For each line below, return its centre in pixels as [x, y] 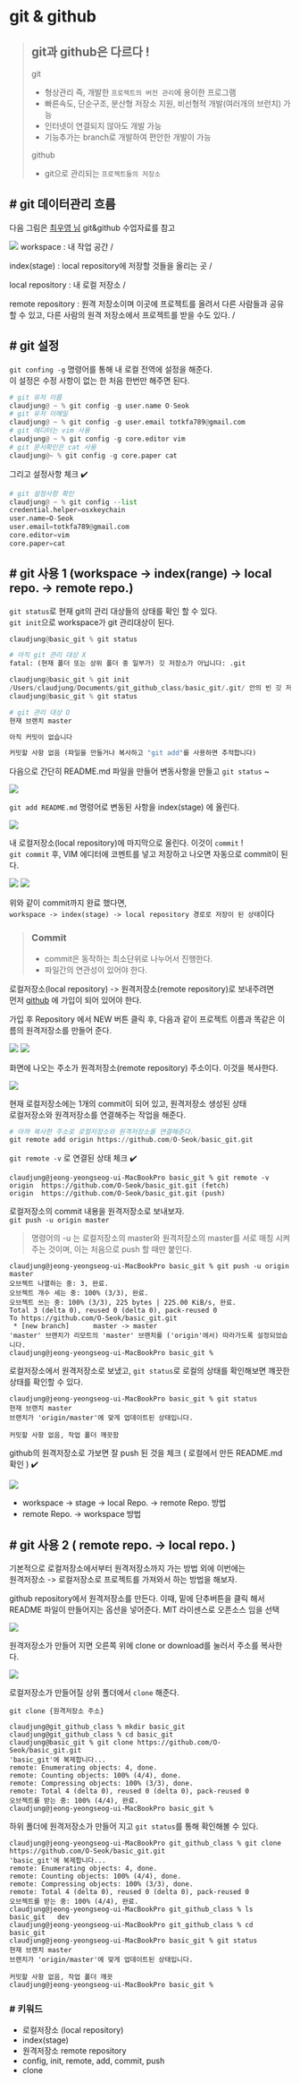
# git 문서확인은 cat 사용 [53, 447]
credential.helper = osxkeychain [67, 510]
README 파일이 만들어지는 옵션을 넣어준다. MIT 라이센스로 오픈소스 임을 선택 [144, 1610]
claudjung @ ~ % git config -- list [74, 502]
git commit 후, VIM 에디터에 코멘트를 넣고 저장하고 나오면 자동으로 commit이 [144, 854]
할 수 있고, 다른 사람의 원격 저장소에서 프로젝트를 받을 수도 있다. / [122, 314]
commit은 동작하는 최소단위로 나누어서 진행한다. [129, 958]
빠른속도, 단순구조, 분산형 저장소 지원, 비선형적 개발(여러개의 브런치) [162, 103]
